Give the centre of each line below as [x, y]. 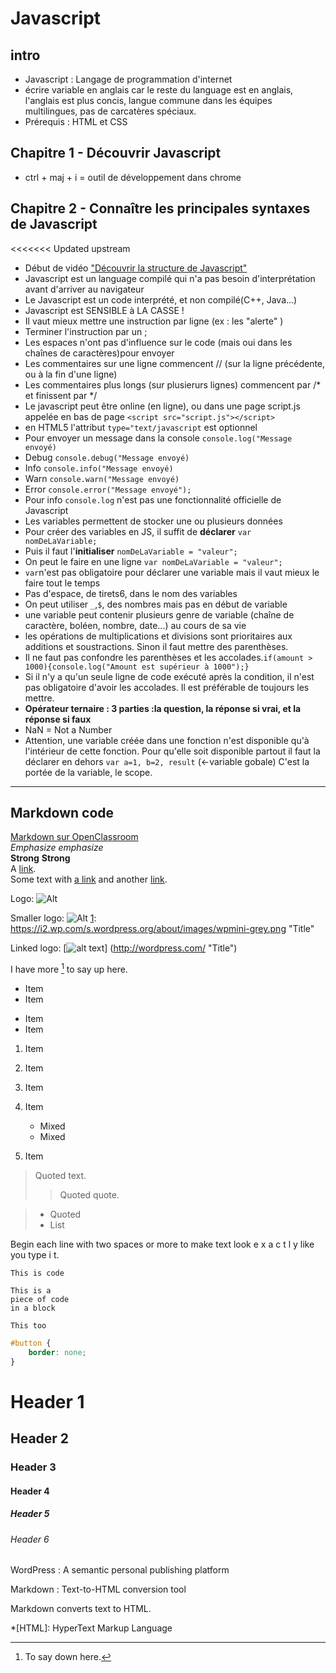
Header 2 [40, 1438]
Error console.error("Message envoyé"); [108, 489]
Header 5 [30, 1514]
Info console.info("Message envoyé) [99, 468]
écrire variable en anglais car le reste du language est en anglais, [159, 90]
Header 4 [30, 1491]
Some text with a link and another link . [89, 879]
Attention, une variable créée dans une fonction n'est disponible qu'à [167, 740]
